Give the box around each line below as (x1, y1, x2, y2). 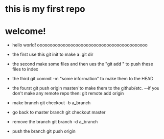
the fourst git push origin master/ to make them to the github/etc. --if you (12, 85, 160, 91)
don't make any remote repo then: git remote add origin (12, 91, 124, 96)
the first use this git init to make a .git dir (12, 51, 94, 57)
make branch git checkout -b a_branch (12, 100, 91, 106)
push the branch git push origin (12, 128, 76, 134)
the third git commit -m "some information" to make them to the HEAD (12, 76, 154, 82)
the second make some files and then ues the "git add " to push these (12, 61, 153, 67)
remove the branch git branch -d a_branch (12, 119, 98, 125)
